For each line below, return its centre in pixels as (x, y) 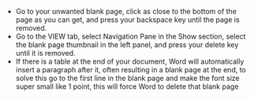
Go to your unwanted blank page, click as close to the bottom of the (126, 11)
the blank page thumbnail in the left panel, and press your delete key (127, 45)
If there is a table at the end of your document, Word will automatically (130, 61)
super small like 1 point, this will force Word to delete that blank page (127, 86)
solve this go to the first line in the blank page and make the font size (128, 78)
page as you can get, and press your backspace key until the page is (127, 20)
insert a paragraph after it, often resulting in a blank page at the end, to (131, 70)
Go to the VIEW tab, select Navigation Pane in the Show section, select (131, 36)
